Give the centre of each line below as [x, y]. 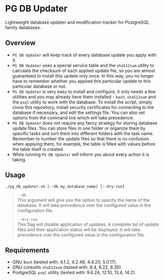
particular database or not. [39, 86]
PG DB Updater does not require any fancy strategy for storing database [85, 123]
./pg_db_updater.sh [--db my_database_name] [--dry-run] [65, 186]
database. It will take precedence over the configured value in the [84, 205]
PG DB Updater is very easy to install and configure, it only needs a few [84, 91]
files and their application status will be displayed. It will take [79, 229]
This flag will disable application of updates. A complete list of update [88, 224]
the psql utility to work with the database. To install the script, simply [82, 102]
